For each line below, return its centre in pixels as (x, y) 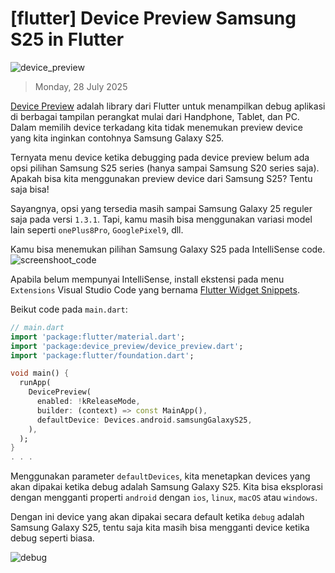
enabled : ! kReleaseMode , (88, 402)
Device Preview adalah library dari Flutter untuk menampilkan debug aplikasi (168, 106)
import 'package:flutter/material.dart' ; (98, 337)
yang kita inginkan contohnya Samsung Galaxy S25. (117, 138)
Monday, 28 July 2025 (81, 86)
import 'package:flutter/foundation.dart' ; (102, 355)
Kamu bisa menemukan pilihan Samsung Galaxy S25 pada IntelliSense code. (168, 249)
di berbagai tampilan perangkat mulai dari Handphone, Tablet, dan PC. (155, 116)
